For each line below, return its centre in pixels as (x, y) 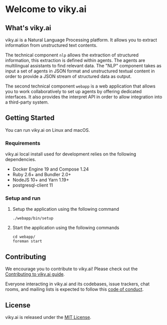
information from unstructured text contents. (51, 45)
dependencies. (21, 159)
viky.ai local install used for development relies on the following (71, 154)
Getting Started (30, 118)
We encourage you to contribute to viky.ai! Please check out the (71, 269)
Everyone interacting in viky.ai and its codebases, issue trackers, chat (77, 284)
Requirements (23, 143)
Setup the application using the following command (66, 209)
